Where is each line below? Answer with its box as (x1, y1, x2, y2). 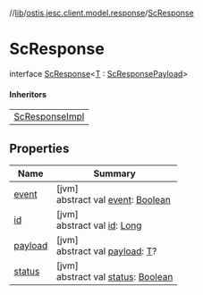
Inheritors (9, 88, 47, 99)
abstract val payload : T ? (56, 245, 157, 257)
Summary (93, 167, 136, 180)
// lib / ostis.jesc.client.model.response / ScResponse (9, 8, 194, 18)
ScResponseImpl (13, 111, 85, 123)
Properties (9, 140, 70, 156)
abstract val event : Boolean (56, 193, 172, 206)
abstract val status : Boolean (56, 270, 173, 282)
